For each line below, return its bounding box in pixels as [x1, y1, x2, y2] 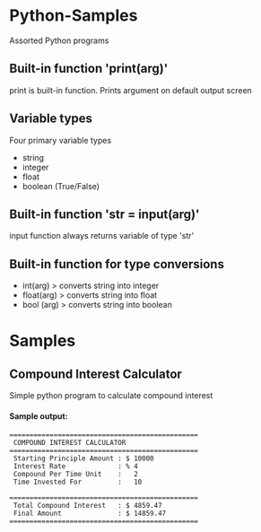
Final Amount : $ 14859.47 [13, 509, 167, 519]
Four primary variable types [9, 135, 112, 145]
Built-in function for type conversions [9, 257, 224, 272]
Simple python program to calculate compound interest [9, 390, 213, 401]
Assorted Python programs [9, 35, 109, 46]
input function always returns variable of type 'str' [9, 231, 195, 241]
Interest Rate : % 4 [13, 462, 139, 471]
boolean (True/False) [22, 180, 100, 191]
